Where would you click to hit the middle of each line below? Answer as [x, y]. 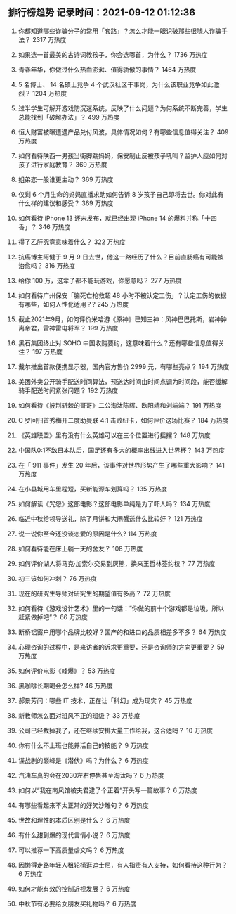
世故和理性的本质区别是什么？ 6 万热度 [74, 820]
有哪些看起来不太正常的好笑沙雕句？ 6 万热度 [84, 805]
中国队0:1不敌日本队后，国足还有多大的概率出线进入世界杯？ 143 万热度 [122, 450]
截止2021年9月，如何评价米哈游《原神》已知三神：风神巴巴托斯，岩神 [119, 319]
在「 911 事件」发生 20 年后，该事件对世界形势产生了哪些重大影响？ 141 [122, 465]
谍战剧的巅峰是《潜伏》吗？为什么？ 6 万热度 [84, 760]
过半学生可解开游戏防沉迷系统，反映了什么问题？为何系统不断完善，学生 [123, 108]
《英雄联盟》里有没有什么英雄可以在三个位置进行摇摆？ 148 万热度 [114, 435]
